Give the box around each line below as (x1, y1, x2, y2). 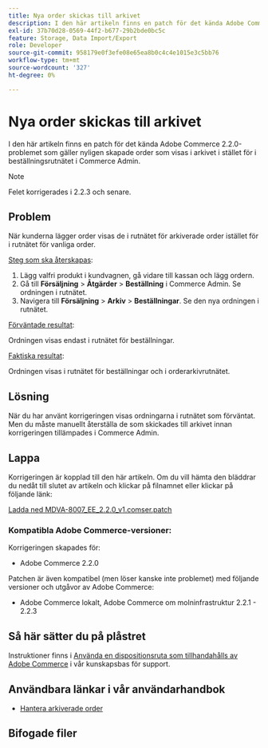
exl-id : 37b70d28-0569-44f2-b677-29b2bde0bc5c (8, 26, 166, 34)
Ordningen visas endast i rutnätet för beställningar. (8, 336, 175, 345)
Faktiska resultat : (8, 351, 65, 360)
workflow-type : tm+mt (8, 57, 81, 65)
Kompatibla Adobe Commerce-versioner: (8, 524, 172, 535)
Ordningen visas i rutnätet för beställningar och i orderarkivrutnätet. (8, 367, 231, 376)
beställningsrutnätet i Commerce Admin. (8, 156, 141, 165)
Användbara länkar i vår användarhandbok (8, 682, 226, 696)
